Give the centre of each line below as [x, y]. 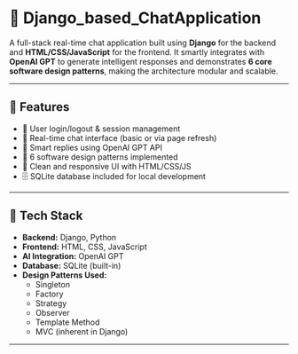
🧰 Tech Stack [46, 216]
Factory [49, 294]
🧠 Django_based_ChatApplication [135, 18]
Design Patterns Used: [64, 275]
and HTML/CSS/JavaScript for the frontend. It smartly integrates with [137, 51]
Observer [52, 312]
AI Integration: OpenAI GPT [73, 256]
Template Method [67, 322]
